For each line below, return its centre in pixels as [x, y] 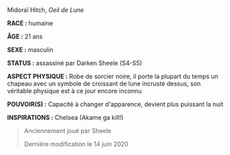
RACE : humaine [30, 23]
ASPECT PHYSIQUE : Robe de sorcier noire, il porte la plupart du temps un [113, 76]
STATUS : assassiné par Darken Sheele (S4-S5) [75, 63]
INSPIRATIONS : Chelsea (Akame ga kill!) [65, 117]
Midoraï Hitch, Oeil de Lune [46, 10]
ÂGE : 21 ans [25, 36]
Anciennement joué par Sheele [68, 131]
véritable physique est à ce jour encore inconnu [74, 91]
